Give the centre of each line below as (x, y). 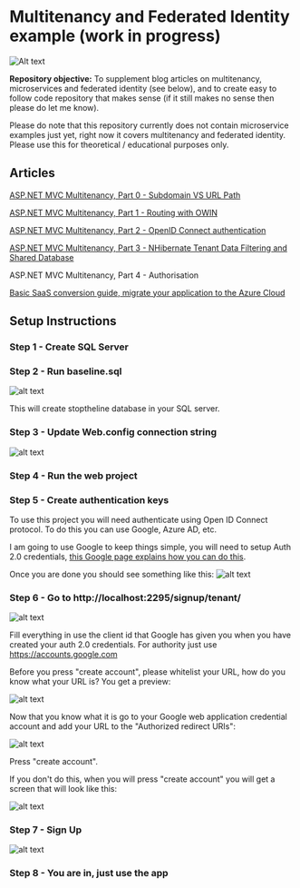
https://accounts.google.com (63, 655)
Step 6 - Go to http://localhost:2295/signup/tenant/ (126, 597)
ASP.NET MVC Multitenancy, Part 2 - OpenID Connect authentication (138, 230)
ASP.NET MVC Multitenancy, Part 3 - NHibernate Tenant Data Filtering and (149, 248)
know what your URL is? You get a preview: (90, 682)
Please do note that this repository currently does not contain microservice (150, 125)
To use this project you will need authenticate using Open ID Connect (139, 519)
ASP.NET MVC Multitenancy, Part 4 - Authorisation (104, 275)
